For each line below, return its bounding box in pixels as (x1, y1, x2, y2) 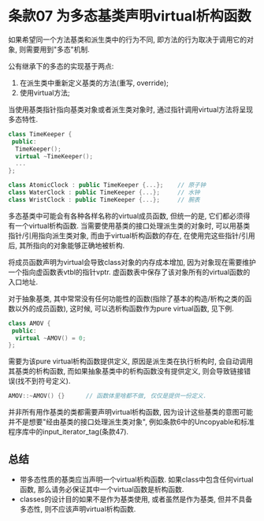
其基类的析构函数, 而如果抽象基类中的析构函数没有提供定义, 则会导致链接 (8, 367, 244, 376)
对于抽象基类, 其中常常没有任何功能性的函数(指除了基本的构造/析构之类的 (8, 293, 246, 303)
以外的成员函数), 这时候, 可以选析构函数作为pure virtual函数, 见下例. (14, 303, 234, 313)
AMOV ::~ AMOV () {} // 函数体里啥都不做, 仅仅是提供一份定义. (8, 392, 207, 400)
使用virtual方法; (19, 87, 70, 97)
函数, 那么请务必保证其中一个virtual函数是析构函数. (19, 485, 184, 493)
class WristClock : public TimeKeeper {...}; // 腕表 (8, 195, 200, 203)
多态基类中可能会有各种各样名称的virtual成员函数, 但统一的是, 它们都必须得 (8, 210, 251, 221)
